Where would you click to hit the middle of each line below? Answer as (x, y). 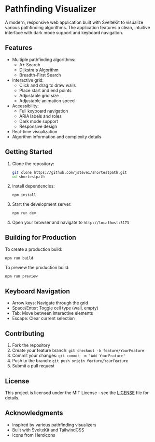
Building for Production (41, 237)
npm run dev (24, 213)
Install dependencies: (33, 186)
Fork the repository (31, 345)
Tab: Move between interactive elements (52, 313)
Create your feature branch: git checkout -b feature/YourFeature (78, 351)
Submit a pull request (33, 366)
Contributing (25, 333)
